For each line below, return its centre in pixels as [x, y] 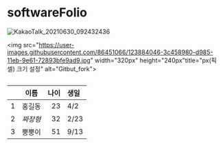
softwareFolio [47, 13]
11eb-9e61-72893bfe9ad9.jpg [49, 60]
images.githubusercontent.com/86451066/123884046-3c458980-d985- [110, 52]
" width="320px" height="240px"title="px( [151, 60]
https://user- [57, 45]
